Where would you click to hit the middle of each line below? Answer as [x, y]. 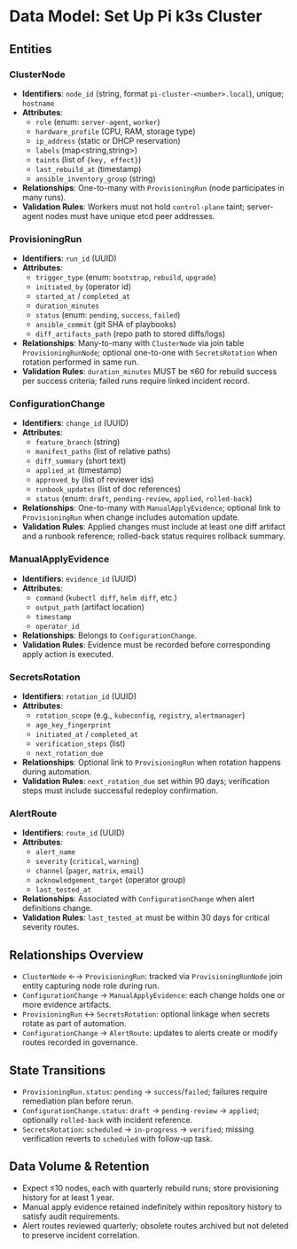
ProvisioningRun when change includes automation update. [131, 517]
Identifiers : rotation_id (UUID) [79, 696]
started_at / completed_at [83, 296]
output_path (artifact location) [90, 607]
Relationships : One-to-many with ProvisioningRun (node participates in [153, 187]
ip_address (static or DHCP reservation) [108, 140]
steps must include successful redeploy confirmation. [120, 790]
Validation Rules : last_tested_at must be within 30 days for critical [146, 918]
